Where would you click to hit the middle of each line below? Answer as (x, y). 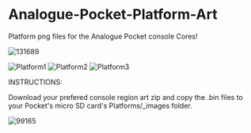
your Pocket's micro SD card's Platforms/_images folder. (100, 105)
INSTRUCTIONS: (35, 82)
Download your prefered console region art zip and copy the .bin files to (125, 97)
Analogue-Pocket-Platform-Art (113, 15)
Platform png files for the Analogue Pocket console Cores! (103, 36)
